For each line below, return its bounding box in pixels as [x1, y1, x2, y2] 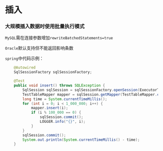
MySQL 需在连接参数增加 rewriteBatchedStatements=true [5, 35, 113, 41]
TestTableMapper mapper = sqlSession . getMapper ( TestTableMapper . [22, 92, 158, 97]
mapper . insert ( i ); [31, 105, 68, 111]
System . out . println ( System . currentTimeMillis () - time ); [22, 137, 140, 142]
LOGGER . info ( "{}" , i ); [39, 119, 86, 124]
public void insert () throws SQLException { [14, 83, 105, 88]
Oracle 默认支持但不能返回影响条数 [5, 45, 74, 51]
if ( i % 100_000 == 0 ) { [31, 110, 81, 115]
